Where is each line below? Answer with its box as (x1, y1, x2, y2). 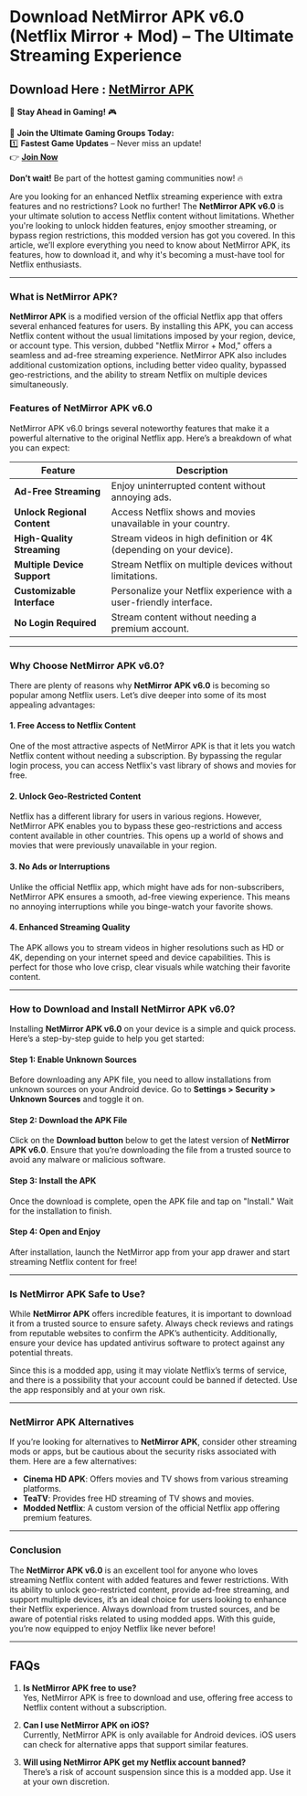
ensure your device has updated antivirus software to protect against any (9, 1337, 285, 1349)
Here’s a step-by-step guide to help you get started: (9, 1033, 205, 1044)
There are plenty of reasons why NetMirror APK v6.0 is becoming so (9, 679, 270, 691)
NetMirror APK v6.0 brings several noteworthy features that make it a (9, 422, 270, 433)
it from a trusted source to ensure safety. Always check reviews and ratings (9, 1318, 294, 1329)
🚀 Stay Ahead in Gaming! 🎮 (9, 107, 117, 117)
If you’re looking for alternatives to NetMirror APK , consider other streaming (9, 1437, 297, 1448)
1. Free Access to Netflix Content (9, 720, 136, 731)
